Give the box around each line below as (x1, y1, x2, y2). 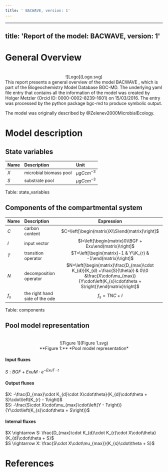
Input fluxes (5, 356, 31, 362)
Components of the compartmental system (5, 203, 142, 212)
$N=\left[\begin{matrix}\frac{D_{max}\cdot (66, 262, 154, 268)
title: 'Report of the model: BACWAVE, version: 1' (5, 32, 160, 40)
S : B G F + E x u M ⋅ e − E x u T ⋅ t (5, 367, 59, 374)
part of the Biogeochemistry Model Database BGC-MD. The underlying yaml (5, 84, 162, 90)
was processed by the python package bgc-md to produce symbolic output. (5, 100, 162, 106)
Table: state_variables (5, 189, 50, 195)
